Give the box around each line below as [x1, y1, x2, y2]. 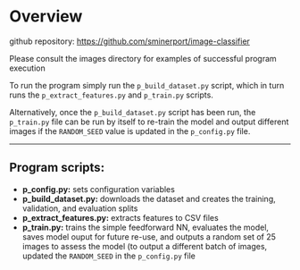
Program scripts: [9, 160, 105, 175]
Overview [9, 6, 83, 27]
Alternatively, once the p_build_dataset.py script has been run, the [9, 106, 256, 117]
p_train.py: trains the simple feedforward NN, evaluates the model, [21, 222, 270, 232]
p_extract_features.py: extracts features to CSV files [21, 212, 219, 223]
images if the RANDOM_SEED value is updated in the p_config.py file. [9, 125, 251, 136]
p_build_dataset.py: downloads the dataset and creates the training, [21, 193, 276, 204]
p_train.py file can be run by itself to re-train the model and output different [9, 116, 289, 127]
